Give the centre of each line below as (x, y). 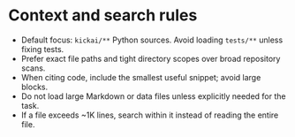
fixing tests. (42, 49)
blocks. (34, 87)
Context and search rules (103, 15)
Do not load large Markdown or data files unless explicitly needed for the (153, 96)
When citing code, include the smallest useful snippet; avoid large (141, 77)
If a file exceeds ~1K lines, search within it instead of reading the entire (150, 115)
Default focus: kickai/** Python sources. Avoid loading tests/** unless (152, 40)
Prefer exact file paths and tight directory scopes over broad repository (151, 58)
